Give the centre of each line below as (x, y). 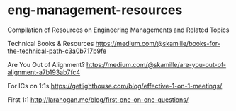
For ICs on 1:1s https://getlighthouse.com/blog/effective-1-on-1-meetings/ (115, 86)
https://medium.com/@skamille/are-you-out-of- (156, 64)
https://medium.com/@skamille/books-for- (158, 43)
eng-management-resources (95, 10)
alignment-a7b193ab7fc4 (44, 72)
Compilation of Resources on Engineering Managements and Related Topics (118, 30)
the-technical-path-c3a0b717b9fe (57, 51)
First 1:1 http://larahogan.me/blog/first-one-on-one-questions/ (98, 99)
